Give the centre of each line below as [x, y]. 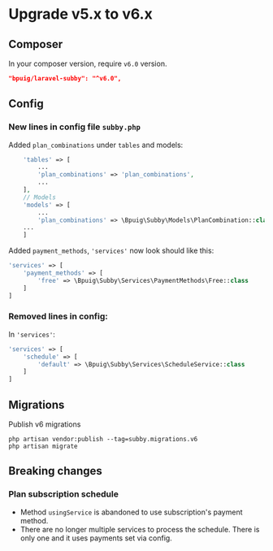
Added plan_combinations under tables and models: [96, 145]
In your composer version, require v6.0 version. [88, 63]
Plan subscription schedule [64, 494]
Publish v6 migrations [45, 424]
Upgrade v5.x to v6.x [80, 14]
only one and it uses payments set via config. [96, 538]
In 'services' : [32, 334]
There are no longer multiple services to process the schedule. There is [140, 529]
